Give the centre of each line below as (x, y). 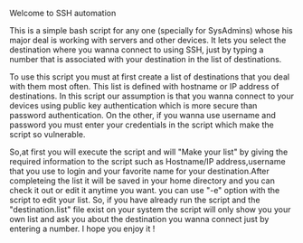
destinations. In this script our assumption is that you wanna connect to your (152, 96)
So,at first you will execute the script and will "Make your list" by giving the (149, 152)
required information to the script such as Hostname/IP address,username (148, 161)
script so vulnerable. (47, 134)
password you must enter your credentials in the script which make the (142, 125)
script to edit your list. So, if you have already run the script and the (135, 200)
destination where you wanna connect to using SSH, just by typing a (137, 50)
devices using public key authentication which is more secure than (133, 106)
